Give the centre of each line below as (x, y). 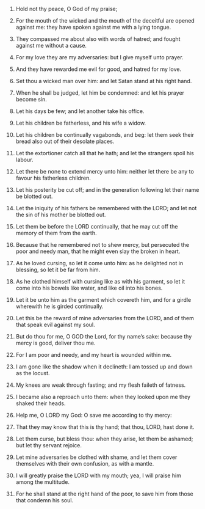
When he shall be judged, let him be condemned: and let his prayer (100, 93)
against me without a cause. (51, 46)
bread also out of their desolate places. (65, 141)
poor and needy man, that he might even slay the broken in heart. (98, 251)
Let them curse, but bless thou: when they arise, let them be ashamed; (104, 439)
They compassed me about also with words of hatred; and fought (98, 39)
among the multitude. (42, 482)
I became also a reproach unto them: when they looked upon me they (103, 397)
